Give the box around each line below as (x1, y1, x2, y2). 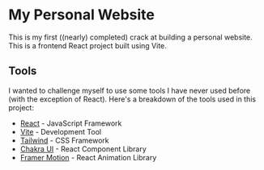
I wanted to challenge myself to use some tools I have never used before (8, 85, 251, 95)
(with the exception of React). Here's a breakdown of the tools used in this (8, 94, 257, 104)
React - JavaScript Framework (19, 118, 122, 128)
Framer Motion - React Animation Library (19, 152, 157, 162)
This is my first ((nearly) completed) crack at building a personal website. (8, 32, 253, 42)
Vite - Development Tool (19, 126, 102, 136)
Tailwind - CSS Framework (19, 135, 109, 145)
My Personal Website (8, 6, 155, 24)
